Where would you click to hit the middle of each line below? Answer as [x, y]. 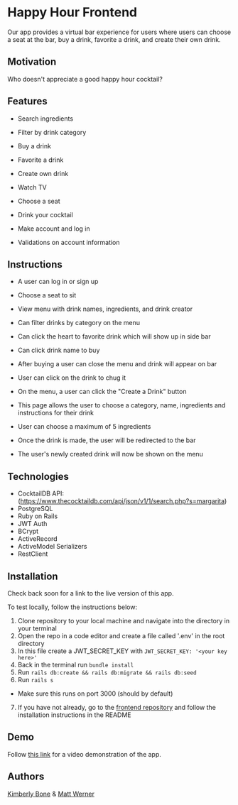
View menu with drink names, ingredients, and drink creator [105, 309]
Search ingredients [45, 119]
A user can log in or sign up [58, 282]
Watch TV [32, 187]
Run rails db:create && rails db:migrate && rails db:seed [107, 672]
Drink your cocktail [45, 214]
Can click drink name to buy [59, 350]
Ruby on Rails [38, 516]
